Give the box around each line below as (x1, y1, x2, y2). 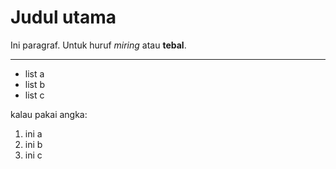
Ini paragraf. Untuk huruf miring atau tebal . (10, 39, 187, 51)
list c (24, 89, 45, 101)
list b (24, 78, 46, 90)
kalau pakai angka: (10, 108, 88, 120)
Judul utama (10, 6, 117, 29)
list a (24, 67, 45, 80)
